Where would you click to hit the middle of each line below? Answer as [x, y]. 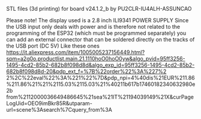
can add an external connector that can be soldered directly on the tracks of [100, 39]
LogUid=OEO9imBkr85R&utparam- [49, 103]
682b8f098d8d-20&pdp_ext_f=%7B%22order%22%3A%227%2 [86, 71]
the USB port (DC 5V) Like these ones [53, 46]
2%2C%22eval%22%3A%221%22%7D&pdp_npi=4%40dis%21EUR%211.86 [100, 78]
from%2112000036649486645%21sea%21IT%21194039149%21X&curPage [100, 97]
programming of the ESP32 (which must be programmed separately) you [96, 33]
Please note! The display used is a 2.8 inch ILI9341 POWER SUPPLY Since [97, 20]
